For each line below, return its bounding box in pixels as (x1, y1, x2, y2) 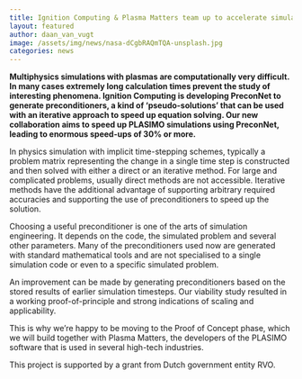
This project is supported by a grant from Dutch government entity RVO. (9, 359, 276, 370)
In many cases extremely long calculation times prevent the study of (9, 81, 271, 92)
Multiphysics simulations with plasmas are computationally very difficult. (9, 71, 290, 82)
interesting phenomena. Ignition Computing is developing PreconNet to (9, 91, 281, 102)
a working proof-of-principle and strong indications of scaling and (9, 296, 254, 307)
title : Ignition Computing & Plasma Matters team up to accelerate (9, 13, 268, 23)
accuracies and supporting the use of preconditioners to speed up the (9, 194, 270, 205)
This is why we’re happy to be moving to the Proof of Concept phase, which (9, 323, 290, 334)
